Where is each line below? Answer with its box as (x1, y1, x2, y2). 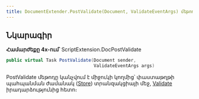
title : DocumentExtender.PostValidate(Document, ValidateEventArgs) (6, 8, 179, 15)
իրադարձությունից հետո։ (6, 86, 78, 93)
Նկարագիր (6, 31, 52, 41)
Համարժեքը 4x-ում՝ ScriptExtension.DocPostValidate (6, 46, 142, 53)
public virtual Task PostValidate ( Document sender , (6, 57, 136, 64)
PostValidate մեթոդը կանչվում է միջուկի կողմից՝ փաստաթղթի (6, 74, 175, 81)
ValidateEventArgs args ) (94, 63, 155, 69)
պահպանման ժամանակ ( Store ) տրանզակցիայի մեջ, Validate (6, 80, 173, 87)
